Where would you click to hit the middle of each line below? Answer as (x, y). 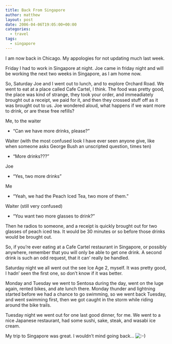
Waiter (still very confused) (34, 206)
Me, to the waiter (23, 121)
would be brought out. (29, 237)
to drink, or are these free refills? (40, 111)
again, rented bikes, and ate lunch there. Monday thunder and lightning (80, 288)
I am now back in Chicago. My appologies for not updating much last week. (85, 58)
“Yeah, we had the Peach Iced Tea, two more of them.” (71, 196)
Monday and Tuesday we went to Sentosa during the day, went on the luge (84, 283)
